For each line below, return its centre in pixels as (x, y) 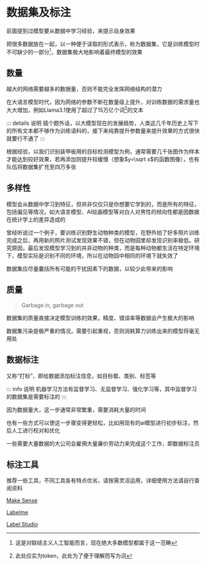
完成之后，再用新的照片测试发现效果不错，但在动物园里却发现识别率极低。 (100, 240)
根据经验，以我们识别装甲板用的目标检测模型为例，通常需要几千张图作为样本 (103, 152)
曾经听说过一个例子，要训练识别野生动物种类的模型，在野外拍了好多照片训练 (103, 232)
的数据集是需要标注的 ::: (36, 397)
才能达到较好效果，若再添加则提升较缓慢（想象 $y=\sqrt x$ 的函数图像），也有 (103, 159)
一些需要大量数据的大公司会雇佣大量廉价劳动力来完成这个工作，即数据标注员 (103, 443)
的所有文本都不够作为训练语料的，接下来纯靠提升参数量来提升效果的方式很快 (103, 131)
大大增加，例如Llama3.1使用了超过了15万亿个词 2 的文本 (75, 109)
